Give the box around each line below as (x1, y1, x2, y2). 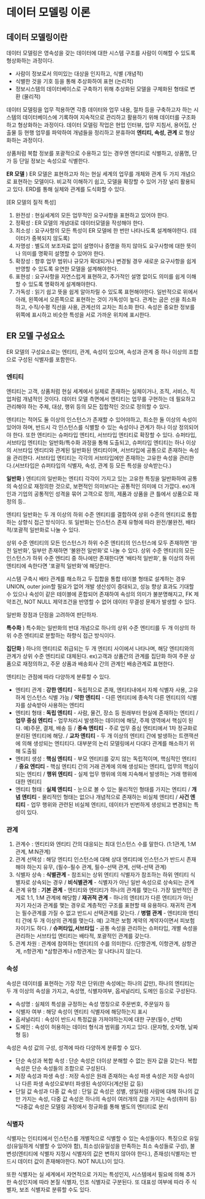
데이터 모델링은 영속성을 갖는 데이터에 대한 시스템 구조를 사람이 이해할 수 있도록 (6, 50, 196, 56)
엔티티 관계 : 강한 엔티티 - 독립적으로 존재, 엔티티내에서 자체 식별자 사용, (15, 686, 187, 694)
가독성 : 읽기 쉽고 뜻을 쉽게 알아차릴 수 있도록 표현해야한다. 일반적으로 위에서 (15, 288, 198, 295)
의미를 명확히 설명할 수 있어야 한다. (21, 250, 105, 257)
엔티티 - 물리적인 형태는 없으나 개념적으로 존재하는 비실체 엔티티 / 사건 (21, 794, 190, 801)
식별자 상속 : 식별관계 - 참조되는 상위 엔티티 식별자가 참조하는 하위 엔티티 (15, 871, 189, 879)
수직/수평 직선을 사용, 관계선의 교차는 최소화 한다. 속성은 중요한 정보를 (28, 304, 195, 310)
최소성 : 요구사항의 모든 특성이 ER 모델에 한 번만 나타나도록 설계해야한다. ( (15, 227, 192, 234)
